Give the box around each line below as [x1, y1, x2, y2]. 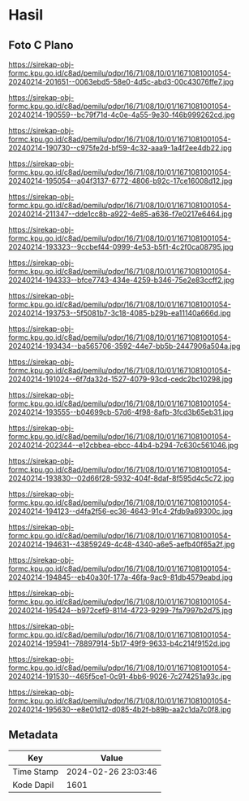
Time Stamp [12, 766, 59, 777]
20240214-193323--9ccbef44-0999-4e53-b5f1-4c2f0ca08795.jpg [8, 242, 234, 251]
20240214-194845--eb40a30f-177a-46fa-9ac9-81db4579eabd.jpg [8, 572, 234, 582]
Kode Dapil [12, 779, 54, 790]
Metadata [8, 728, 58, 742]
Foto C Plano [8, 38, 74, 52]
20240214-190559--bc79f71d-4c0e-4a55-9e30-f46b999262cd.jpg [8, 110, 235, 120]
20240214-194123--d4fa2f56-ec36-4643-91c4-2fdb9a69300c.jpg [8, 507, 234, 516]
